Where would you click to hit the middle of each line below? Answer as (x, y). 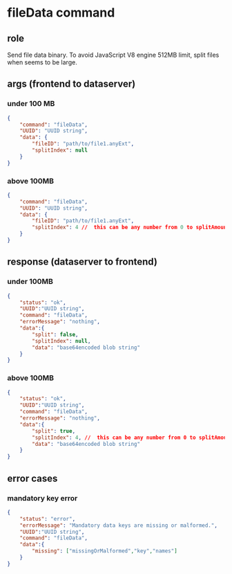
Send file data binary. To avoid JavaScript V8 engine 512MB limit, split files (113, 55)
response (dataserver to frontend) (82, 262)
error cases (32, 478)
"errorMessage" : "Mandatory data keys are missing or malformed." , (118, 525)
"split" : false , (55, 334)
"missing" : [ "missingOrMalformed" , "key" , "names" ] (105, 551)
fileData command (61, 13)
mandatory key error (42, 498)
